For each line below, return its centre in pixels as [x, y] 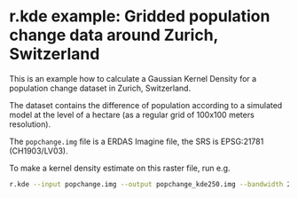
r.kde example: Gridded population [140, 16]
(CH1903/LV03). [39, 150]
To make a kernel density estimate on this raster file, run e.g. [120, 168]
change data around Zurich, [114, 35]
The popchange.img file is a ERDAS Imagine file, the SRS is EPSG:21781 [137, 141]
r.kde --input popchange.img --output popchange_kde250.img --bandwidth [146, 184]
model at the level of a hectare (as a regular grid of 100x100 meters [132, 115]
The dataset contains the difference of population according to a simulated [146, 105]
